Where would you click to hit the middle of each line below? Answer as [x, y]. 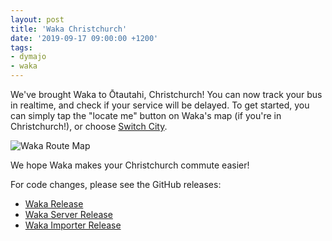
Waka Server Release [68, 214]
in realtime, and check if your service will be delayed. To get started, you [160, 105]
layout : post [37, 19]
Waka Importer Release [73, 225]
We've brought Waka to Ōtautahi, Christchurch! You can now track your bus [166, 94]
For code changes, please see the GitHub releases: [116, 184]
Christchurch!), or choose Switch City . [89, 126]
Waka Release [54, 204]
